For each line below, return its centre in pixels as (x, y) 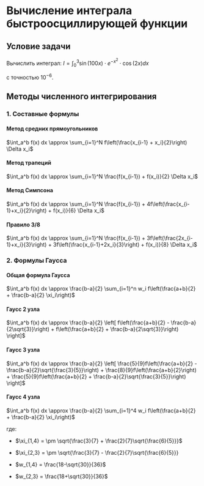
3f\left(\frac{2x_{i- (170, 238)
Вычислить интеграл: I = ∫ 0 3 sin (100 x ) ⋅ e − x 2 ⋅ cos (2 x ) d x (78, 63)
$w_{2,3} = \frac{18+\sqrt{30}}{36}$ (61, 476)
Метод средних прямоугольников (52, 129)
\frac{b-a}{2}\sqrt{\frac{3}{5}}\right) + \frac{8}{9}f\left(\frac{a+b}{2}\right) (101, 370)
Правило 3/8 (24, 225)
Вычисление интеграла (69, 11)
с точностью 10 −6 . (30, 77)
